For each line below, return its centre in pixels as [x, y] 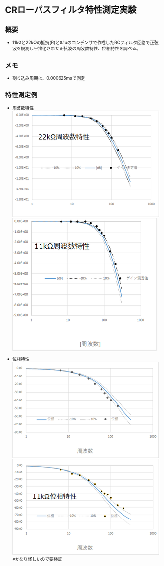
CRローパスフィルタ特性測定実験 [71, 10]
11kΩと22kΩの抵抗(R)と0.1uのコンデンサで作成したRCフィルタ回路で [81, 42]
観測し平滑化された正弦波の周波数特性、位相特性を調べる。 [81, 48]
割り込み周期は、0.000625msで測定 [49, 78]
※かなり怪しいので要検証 [37, 559]
